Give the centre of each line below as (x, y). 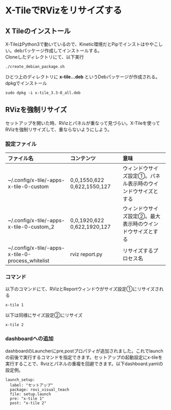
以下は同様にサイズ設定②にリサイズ (44, 315)
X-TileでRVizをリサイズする (64, 10)
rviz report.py (87, 255)
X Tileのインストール (38, 31)
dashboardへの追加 (30, 339)
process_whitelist (29, 261)
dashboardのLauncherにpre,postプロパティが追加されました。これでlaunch (84, 351)
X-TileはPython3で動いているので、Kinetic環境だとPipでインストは (75, 44)
